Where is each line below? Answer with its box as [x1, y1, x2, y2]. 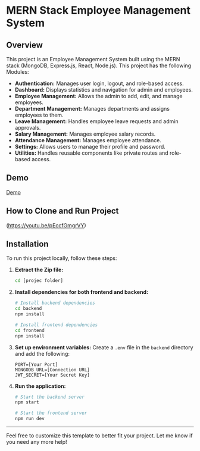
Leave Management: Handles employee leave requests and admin [14, 118, 179, 125]
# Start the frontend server [14, 410, 87, 416]
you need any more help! [6, 439, 67, 446]
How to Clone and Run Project [6, 206, 119, 216]
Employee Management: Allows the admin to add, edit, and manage [14, 93, 183, 99]
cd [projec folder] [14, 278, 64, 284]
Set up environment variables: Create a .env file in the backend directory [14, 343, 193, 351]
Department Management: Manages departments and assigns [14, 105, 170, 112]
